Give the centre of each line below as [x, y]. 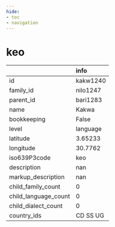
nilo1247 [89, 91]
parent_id [22, 100]
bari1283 [89, 100]
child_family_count [35, 187]
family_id [21, 91]
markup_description [37, 177]
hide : [13, 12]
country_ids [25, 216]
